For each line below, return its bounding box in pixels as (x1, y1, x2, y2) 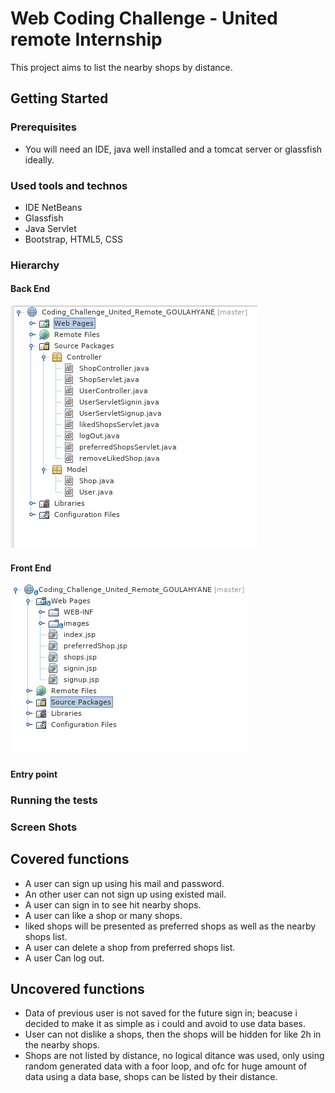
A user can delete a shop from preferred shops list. (24, 941, 236, 953)
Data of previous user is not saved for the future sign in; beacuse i (24, 1007, 298, 1019)
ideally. (24, 153, 55, 166)
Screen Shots (10, 820, 78, 834)
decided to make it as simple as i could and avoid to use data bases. (24, 1018, 306, 1030)
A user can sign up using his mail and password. (24, 877, 225, 889)
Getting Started (10, 90, 109, 107)
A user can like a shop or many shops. (24, 909, 183, 921)
